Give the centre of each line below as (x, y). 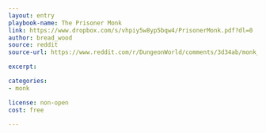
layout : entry (32, 15)
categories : (28, 81)
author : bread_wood (40, 38)
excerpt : (23, 67)
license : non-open (38, 103)
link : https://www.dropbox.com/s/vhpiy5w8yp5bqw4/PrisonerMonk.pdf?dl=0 (131, 30)
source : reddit (33, 45)
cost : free (26, 110)
